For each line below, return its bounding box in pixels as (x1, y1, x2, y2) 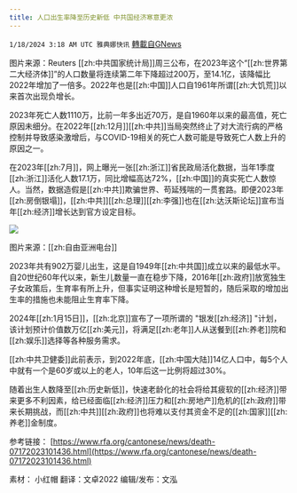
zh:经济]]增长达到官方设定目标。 (22, 206, 141, 217)
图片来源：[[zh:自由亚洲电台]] (9, 242, 118, 252)
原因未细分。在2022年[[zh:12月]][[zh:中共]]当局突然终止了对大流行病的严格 (9, 121, 284, 131)
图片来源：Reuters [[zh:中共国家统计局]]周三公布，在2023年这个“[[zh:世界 (9, 57, 280, 68)
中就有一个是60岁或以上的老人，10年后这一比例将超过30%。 (9, 365, 231, 376)
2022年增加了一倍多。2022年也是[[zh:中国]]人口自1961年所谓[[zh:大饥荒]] (9, 79, 279, 90)
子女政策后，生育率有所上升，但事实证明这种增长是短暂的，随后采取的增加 (9, 282, 281, 293)
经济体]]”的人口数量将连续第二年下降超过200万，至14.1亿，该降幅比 (24, 68, 271, 79)
